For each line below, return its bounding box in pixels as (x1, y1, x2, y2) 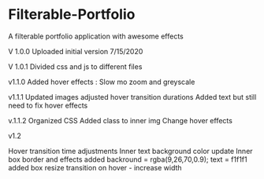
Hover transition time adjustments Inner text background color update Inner (8, 146, 254, 155)
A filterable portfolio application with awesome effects (8, 31, 184, 41)
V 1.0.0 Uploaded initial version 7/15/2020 (8, 46, 143, 56)
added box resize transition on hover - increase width (8, 163, 183, 172)
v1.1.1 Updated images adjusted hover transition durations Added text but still (8, 92, 257, 101)
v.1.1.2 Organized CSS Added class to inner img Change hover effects (8, 115, 232, 125)
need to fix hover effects (8, 100, 88, 110)
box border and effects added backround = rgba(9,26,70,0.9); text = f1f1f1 (8, 155, 247, 164)
